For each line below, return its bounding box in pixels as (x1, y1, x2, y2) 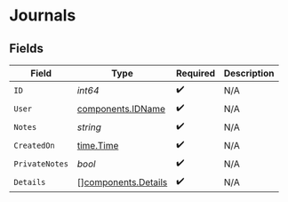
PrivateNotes (13, 158, 69, 169)
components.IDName (76, 102, 166, 115)
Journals (9, 5, 76, 26)
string (76, 121, 102, 133)
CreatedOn (13, 140, 55, 150)
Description (223, 68, 275, 79)
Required (176, 68, 216, 79)
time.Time (76, 139, 119, 151)
